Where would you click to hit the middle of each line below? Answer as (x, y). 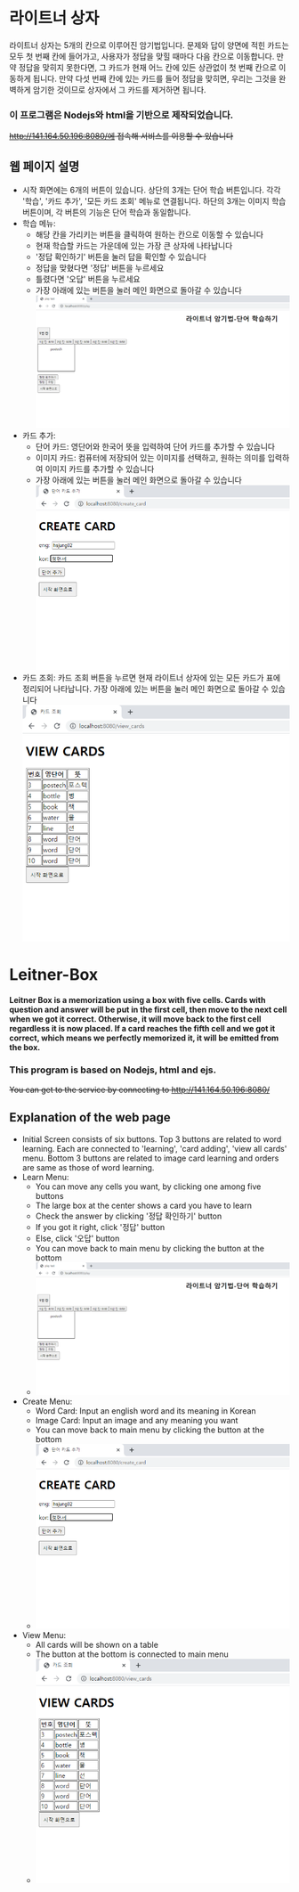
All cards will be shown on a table (97, 1645)
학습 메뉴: (39, 223)
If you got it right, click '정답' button (100, 1227)
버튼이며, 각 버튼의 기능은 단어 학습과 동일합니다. (106, 212)
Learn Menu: (45, 1177)
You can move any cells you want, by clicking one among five (148, 1187)
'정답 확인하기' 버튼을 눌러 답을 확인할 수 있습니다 (121, 257)
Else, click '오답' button (77, 1238)
